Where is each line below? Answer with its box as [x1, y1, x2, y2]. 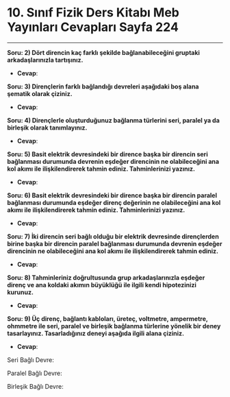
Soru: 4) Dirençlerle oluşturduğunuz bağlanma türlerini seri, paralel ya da [7, 116, 220, 124]
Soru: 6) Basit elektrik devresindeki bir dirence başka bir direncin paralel [7, 191, 218, 200]
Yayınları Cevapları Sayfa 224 [7, 19, 179, 35]
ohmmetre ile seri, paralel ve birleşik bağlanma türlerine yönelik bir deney [7, 322, 221, 330]
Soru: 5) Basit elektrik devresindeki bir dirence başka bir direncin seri [7, 149, 208, 158]
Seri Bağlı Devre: [7, 355, 55, 364]
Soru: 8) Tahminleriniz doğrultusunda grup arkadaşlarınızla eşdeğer [7, 273, 205, 282]
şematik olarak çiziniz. [7, 89, 73, 97]
